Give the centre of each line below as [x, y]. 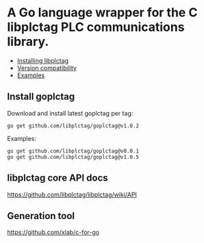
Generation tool [41, 216]
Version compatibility [47, 68]
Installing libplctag [43, 60]
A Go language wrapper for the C [102, 13]
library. [28, 42]
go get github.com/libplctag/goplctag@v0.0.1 [73, 151]
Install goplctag [41, 97]
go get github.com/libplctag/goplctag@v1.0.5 [73, 157]
